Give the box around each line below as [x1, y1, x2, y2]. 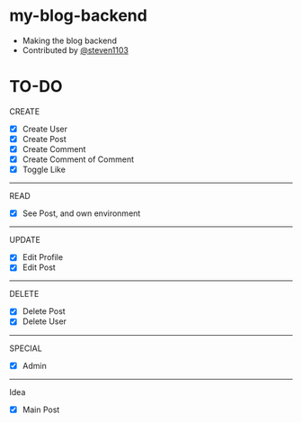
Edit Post [22, 262, 56, 273]
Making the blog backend [22, 35, 117, 46]
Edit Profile [22, 252, 64, 263]
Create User [22, 123, 67, 134]
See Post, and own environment [22, 208, 141, 219]
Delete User [22, 316, 67, 327]
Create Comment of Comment [22, 154, 135, 165]
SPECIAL [9, 343, 42, 354]
